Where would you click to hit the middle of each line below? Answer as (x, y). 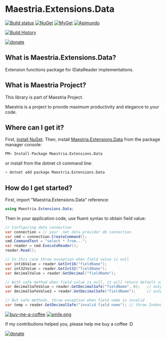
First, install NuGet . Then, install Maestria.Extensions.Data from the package (83, 139)
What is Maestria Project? (46, 85)
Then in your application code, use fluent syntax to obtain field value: (76, 218)
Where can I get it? (35, 127)
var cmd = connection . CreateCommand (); (46, 236)
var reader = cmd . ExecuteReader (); (42, 246)
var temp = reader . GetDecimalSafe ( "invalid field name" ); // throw (76, 305)
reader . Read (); (21, 251)
